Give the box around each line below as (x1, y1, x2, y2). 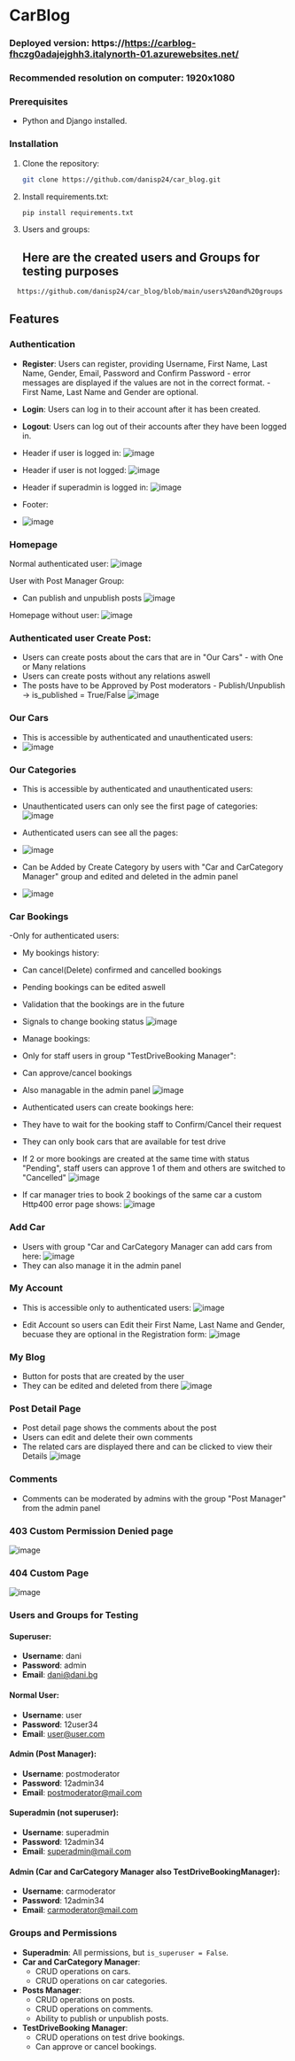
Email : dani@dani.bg (21, 1670, 98, 1680)
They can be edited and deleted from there (21, 1381, 180, 1391)
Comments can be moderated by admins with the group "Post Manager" (21, 1493, 286, 1504)
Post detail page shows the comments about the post (21, 1422, 217, 1433)
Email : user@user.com (21, 1728, 105, 1739)
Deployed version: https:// (9, 37, 126, 50)
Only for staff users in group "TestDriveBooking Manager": (21, 1050, 237, 1061)
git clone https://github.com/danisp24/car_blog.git (21, 174, 221, 184)
